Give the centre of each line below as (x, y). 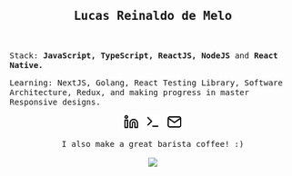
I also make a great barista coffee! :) (153, 144)
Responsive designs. (55, 102)
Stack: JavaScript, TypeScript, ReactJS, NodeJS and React (144, 55)
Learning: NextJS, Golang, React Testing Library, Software (146, 83)
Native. (26, 65)
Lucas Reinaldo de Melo (153, 16)
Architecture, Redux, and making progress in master (130, 92)
